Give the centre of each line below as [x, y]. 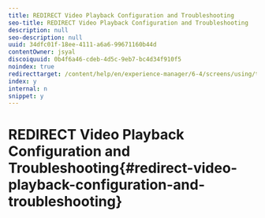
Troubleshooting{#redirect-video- [123, 168]
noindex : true [32, 67]
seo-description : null [45, 37]
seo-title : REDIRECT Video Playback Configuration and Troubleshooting [128, 23]
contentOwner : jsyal [42, 52]
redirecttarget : [35, 74]
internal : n [28, 89]
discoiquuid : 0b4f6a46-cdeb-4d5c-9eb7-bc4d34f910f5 [95, 60]
